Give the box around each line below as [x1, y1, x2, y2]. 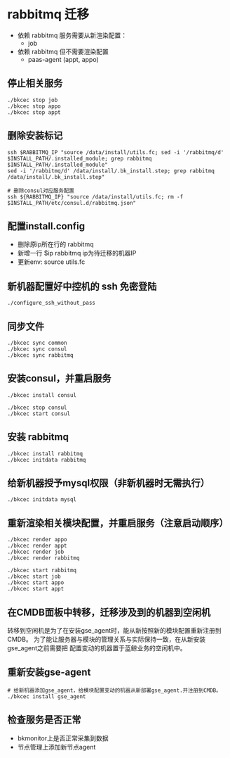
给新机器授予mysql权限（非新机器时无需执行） [7, 477, 210, 489]
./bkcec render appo [7, 536, 68, 543]
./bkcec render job [7, 548, 65, 556]
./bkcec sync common [7, 339, 68, 346]
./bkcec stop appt [7, 108, 61, 116]
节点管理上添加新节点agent [17, 743, 96, 751]
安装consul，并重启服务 [7, 372, 111, 384]
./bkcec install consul [7, 391, 77, 398]
